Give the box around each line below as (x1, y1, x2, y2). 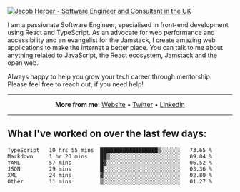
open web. (7, 59, 39, 67)
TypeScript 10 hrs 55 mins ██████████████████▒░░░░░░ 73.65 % (7, 146, 213, 153)
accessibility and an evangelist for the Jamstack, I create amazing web (7, 36, 216, 44)
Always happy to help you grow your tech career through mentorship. (7, 72, 212, 81)
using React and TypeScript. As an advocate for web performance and (7, 29, 216, 36)
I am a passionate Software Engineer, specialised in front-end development (7, 21, 229, 29)
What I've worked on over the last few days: (7, 128, 207, 140)
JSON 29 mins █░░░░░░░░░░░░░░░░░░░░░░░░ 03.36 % (7, 165, 213, 173)
